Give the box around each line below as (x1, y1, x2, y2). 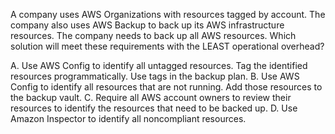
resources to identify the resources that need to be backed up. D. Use (10, 102, 298, 114)
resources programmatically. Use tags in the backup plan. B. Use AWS (10, 70, 300, 82)
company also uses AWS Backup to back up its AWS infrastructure (10, 19, 285, 31)
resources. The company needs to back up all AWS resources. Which (10, 30, 297, 41)
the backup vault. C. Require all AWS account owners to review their (10, 92, 292, 103)
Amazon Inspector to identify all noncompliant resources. (10, 113, 247, 124)
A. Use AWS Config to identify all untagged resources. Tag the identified (10, 60, 308, 71)
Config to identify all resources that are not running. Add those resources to (10, 81, 323, 93)
